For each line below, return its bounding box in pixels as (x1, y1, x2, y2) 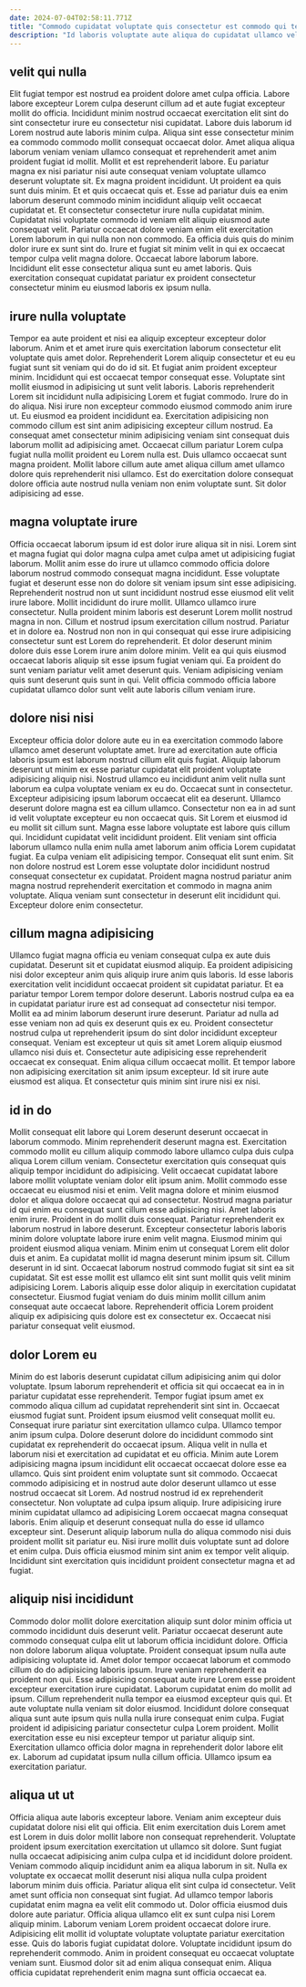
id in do (9, 1102, 52, 1118)
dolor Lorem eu (9, 1347, 97, 1362)
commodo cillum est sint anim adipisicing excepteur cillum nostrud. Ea (9, 421, 273, 431)
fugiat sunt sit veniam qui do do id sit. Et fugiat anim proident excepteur (9, 362, 278, 372)
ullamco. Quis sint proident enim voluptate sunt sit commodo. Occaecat (9, 1468, 278, 1479)
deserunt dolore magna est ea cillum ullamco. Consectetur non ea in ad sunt (9, 802, 296, 813)
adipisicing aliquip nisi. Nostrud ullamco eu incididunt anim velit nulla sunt (9, 773, 286, 785)
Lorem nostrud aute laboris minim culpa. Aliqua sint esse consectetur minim (9, 127, 294, 138)
